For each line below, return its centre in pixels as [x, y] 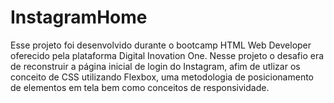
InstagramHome [79, 17]
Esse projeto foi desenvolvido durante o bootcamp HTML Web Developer [161, 45]
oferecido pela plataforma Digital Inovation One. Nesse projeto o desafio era [167, 55]
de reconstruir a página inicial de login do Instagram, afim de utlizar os [155, 66]
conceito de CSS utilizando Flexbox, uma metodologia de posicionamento [162, 77]
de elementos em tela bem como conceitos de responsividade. [140, 87]
